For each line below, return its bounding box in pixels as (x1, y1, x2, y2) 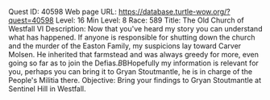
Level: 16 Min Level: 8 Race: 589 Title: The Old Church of (55, 15, 244, 25)
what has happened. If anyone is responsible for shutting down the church (8, 32, 255, 42)
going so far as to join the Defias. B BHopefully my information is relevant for (8, 58, 260, 68)
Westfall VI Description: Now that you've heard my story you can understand (8, 24, 263, 33)
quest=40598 (8, 15, 54, 25)
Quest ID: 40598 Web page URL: (8, 7, 117, 16)
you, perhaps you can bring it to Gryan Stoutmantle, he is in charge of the (8, 67, 252, 76)
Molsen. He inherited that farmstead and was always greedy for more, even (8, 50, 260, 59)
